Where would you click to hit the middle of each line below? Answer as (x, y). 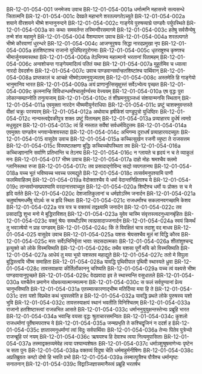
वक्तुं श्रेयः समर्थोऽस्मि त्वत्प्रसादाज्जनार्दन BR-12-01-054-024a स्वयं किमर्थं (122, 221)
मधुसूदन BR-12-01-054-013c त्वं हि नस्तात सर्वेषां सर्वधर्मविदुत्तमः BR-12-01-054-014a (96, 125)
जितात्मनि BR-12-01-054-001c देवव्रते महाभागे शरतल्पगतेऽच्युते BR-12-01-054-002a (96, 16)
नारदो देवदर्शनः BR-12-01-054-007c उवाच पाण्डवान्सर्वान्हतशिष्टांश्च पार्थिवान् (83, 71)
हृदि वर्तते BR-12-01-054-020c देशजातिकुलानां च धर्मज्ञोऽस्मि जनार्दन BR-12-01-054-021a (101, 193)
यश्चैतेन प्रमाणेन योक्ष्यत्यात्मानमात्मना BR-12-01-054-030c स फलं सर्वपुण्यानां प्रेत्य (102, 282)
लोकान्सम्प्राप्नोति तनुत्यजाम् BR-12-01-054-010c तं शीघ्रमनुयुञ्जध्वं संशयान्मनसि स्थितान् (93, 98)
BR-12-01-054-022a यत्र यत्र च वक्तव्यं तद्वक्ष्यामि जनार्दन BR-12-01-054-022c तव (94, 207)
